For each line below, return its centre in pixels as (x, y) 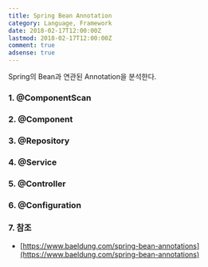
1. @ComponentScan (50, 98)
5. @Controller (37, 183)
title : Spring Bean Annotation (60, 16)
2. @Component (41, 119)
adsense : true (32, 53)
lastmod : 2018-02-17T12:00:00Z (60, 38)
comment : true (32, 46)
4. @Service (33, 162)
